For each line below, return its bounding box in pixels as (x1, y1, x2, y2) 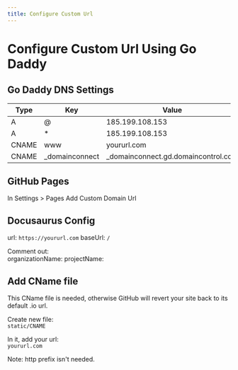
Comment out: (7, 247, 50, 255)
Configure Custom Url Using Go (7, 40, 197, 57)
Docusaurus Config (7, 214, 96, 226)
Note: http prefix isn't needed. (7, 355, 96, 364)
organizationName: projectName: (7, 255, 104, 263)
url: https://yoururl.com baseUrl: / (7, 233, 110, 242)
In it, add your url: (7, 335, 59, 344)
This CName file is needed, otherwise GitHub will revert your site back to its (7, 294, 228, 303)
